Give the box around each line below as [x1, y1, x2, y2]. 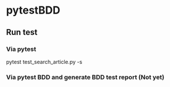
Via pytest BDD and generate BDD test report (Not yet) [6, 73, 165, 81]
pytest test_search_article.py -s [6, 58, 83, 65]
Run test [6, 27, 38, 37]
